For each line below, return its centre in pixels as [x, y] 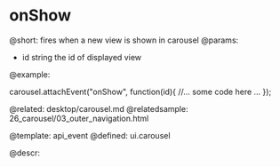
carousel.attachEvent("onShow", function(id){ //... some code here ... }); [140, 91]
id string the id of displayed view [82, 57]
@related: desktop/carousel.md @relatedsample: [99, 108]
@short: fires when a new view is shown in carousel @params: [124, 40]
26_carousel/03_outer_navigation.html [79, 118]
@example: [30, 74]
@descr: [24, 153]
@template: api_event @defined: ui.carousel [90, 135]
